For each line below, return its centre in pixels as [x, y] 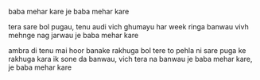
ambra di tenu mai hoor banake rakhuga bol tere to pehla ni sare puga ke [127, 50]
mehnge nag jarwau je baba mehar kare [74, 35]
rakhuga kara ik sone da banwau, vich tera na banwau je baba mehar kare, [130, 59]
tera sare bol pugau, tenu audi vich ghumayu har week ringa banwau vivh [128, 27]
